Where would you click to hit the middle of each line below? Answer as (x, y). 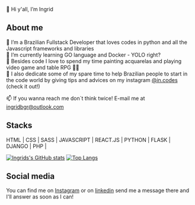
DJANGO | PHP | (26, 146)
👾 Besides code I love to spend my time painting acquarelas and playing (94, 61)
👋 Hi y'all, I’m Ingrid (30, 9)
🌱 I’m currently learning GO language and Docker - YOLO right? (84, 55)
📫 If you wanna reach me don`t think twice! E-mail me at (76, 98)
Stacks (19, 126)
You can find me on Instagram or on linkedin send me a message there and (98, 191)
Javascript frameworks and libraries (50, 48)
